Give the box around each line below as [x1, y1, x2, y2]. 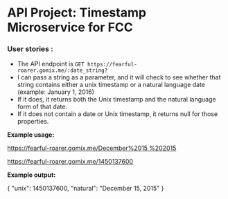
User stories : [7, 44, 53, 54]
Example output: [7, 171, 56, 179]
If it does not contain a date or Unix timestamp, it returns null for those [17, 110, 218, 118]
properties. [17, 117, 49, 126]
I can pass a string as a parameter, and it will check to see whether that [17, 73, 221, 82]
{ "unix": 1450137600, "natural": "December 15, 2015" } [7, 184, 164, 193]
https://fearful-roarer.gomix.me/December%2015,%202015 [7, 144, 177, 153]
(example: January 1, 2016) [17, 88, 95, 96]
